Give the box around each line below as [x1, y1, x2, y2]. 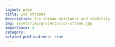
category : [5, 30, 26, 35]
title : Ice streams [5, 12, 46, 17]
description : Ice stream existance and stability [5, 16, 111, 21]
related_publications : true [5, 35, 64, 40]
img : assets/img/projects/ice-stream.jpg [5, 21, 93, 26]
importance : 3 [5, 25, 35, 30]
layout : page [5, 7, 32, 12]
